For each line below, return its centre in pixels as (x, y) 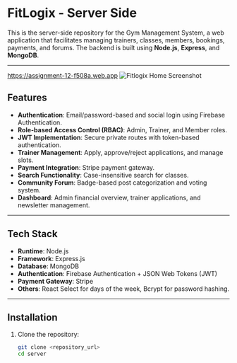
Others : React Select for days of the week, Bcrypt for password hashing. (123, 289)
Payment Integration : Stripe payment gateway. (86, 167)
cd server (32, 354)
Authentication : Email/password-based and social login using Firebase (121, 115)
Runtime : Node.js (43, 251)
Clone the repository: (48, 335)
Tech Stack (32, 234)
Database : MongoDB (48, 266)
